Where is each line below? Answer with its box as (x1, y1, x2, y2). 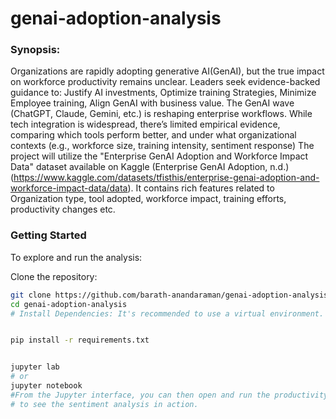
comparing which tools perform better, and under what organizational (10, 129, 297, 141)
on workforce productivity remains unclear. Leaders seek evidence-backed (10, 76, 321, 88)
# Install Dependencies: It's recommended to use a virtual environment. (10, 308, 325, 319)
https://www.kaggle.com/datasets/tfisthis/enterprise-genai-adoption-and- (13, 172, 320, 184)
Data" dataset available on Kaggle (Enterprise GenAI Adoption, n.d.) (10, 161, 290, 173)
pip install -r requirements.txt (10, 335, 150, 346)
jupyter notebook (10, 381, 83, 391)
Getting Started (10, 228, 87, 242)
